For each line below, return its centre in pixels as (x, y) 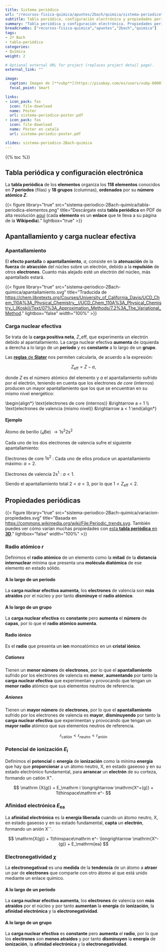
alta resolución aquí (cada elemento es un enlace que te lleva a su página (81, 215)
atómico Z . (16, 195)
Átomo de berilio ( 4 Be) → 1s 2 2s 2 (39, 432)
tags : (11, 33)
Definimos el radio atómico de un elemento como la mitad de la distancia (81, 557)
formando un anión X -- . (29, 828)
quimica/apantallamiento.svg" (36, 292)
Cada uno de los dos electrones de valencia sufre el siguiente (68, 442)
